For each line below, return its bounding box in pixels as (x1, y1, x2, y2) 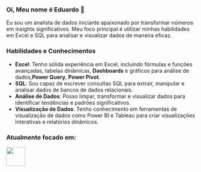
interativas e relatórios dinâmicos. (14, 118, 99, 125)
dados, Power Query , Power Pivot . (14, 73, 101, 81)
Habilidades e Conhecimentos (6, 47, 96, 55)
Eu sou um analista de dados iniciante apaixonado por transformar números (6, 19, 194, 26)
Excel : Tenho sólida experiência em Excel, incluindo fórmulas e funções (14, 60, 193, 68)
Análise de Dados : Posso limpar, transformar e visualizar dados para (14, 93, 185, 100)
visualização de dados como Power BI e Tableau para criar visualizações (14, 111, 196, 119)
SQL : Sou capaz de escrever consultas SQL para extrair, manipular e (14, 79, 185, 87)
